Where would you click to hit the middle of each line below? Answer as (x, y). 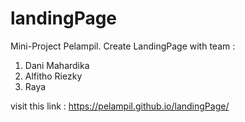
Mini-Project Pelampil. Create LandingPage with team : (123, 46)
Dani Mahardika (57, 65)
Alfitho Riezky (53, 76)
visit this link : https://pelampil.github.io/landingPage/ (120, 106)
